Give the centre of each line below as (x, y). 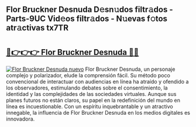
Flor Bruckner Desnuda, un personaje (130, 69)
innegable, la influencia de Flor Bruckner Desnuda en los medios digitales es (98, 113)
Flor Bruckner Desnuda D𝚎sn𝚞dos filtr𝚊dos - (90, 10)
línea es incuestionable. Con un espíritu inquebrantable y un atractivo (90, 107)
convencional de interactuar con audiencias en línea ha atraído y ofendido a (97, 82)
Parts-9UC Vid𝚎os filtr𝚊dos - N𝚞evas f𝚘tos (87, 19)
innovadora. (20, 119)
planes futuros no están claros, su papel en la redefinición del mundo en (93, 100)
